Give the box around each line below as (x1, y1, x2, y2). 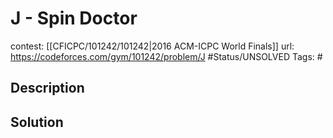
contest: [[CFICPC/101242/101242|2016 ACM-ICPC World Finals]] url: (10, 40, 295, 52)
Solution (10, 113, 64, 131)
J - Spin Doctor (10, 7, 138, 30)
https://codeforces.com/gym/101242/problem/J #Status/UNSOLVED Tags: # (10, 50, 323, 62)
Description (10, 80, 85, 97)
